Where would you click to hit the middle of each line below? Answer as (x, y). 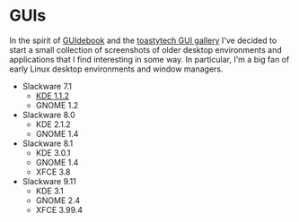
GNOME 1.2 (57, 105)
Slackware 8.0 (49, 115)
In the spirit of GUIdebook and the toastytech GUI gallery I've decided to (143, 40)
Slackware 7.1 (47, 86)
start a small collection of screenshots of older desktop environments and (145, 49)
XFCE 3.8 (53, 172)
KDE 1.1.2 (53, 96)
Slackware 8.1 (48, 143)
